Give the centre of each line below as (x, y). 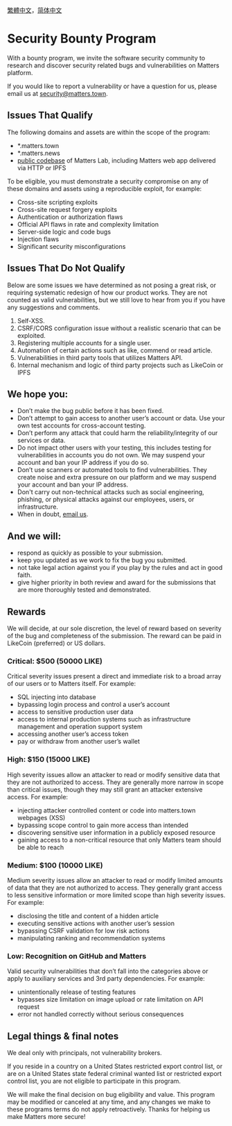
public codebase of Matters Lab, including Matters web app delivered (116, 160)
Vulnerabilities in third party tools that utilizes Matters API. (100, 357)
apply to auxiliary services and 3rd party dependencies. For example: (106, 979)
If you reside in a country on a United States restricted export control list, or (115, 1066)
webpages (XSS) (41, 817)
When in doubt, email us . (53, 514)
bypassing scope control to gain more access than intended (103, 825)
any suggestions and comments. (54, 307)
